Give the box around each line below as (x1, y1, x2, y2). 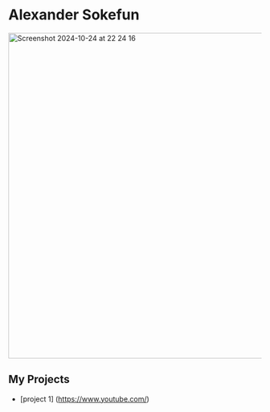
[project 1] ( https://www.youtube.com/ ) (19, 393, 150, 404)
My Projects (8, 372, 70, 386)
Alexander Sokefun (8, 6, 140, 24)
